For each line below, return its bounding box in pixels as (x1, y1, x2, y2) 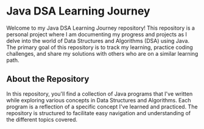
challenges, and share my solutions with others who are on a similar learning (6, 50, 199, 57)
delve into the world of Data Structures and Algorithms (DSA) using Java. (6, 37, 190, 44)
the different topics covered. (6, 116, 78, 123)
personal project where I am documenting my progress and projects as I (6, 30, 188, 38)
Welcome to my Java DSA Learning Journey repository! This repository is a (6, 24, 195, 31)
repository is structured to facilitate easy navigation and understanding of (6, 109, 191, 116)
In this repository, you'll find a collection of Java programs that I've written (6, 90, 193, 98)
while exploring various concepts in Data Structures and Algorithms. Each (6, 96, 191, 104)
